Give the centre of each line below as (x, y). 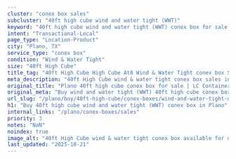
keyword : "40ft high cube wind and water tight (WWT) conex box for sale (118, 27)
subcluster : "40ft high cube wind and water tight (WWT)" (94, 20)
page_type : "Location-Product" (53, 40)
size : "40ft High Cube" (42, 66)
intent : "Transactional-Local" (53, 33)
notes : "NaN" (26, 125)
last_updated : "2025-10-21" (48, 145)
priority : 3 (25, 118)
